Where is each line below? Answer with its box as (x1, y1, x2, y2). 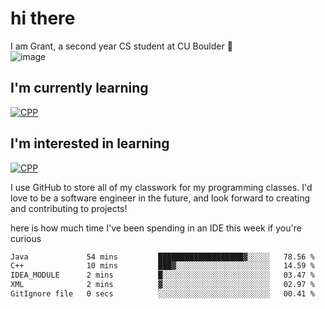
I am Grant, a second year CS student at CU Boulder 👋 (10, 40, 233, 52)
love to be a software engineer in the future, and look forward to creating (10, 192, 311, 204)
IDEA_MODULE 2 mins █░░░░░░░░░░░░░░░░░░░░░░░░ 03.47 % (10, 270, 315, 281)
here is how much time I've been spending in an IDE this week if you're (10, 222, 302, 234)
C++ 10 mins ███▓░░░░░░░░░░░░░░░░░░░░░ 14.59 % (10, 261, 315, 271)
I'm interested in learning (10, 135, 170, 152)
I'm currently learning (10, 80, 149, 97)
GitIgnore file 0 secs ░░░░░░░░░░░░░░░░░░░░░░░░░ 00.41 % (10, 289, 315, 299)
